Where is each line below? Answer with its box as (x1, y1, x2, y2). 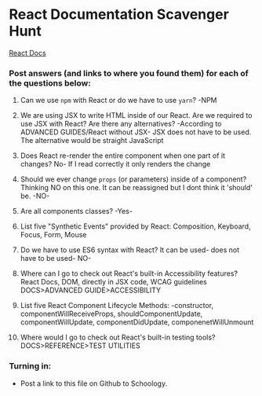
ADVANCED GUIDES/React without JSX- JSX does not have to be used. (20, 127, 252, 137)
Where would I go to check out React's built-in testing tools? (20, 332, 216, 343)
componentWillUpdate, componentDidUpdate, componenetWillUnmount (20, 317, 254, 327)
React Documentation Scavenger (9, 5, 230, 24)
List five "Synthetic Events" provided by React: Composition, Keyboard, (20, 222, 251, 231)
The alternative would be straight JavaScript (20, 136, 164, 145)
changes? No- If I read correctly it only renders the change (20, 159, 211, 169)
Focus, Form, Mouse (20, 230, 87, 240)
